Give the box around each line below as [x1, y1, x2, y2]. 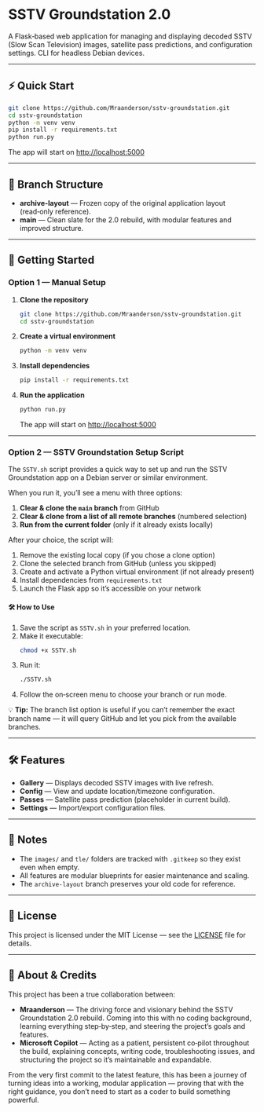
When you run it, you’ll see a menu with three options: [8, 488, 183, 498]
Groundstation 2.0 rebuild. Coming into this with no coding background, [19, 1013, 252, 1022]
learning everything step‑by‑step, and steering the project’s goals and [19, 1021, 246, 1030]
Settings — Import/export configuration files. [19, 803, 167, 813]
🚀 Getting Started [8, 254, 95, 267]
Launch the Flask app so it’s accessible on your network [19, 583, 202, 594]
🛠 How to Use [8, 602, 55, 612]
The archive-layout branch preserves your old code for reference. [19, 879, 236, 888]
